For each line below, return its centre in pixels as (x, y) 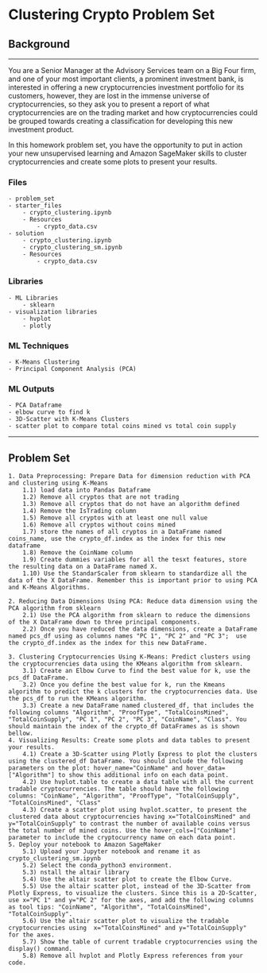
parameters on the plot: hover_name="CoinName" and (95, 768)
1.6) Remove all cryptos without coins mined (99, 525)
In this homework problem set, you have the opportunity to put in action (126, 145)
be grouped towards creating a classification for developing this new (120, 121)
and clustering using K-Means (58, 483)
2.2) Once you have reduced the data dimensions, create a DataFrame (140, 629)
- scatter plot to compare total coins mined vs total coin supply (122, 427)
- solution (26, 234)
